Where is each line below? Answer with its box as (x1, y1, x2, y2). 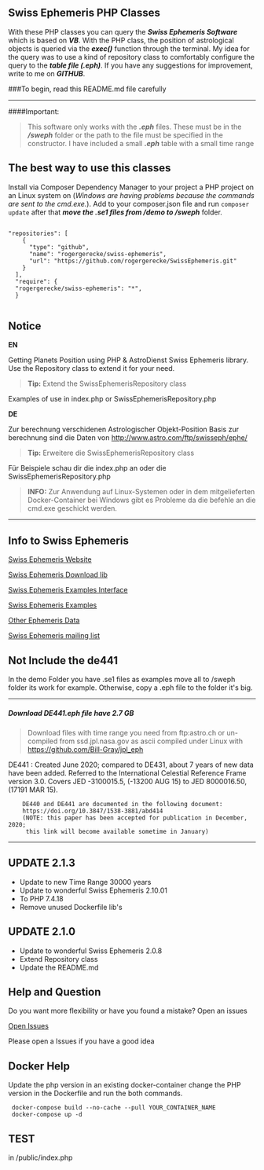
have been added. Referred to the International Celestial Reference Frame (8, 768, 247, 778)
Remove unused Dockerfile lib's (19, 902, 123, 911)
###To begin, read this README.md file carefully (8, 84, 167, 94)
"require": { (15, 277, 58, 285)
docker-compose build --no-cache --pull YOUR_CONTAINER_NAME (11, 1104, 216, 1112)
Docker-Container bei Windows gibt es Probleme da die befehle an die (27, 495, 256, 505)
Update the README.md (19, 963, 99, 972)
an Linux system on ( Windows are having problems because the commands (8, 190, 255, 200)
